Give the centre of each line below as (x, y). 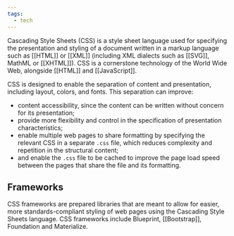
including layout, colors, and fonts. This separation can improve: (100, 92)
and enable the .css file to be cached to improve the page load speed (119, 157)
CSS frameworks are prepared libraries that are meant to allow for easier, (113, 204)
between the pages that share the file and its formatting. (99, 165)
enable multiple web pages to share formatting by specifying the (111, 135)
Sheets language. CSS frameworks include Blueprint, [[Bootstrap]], (105, 219)
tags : (15, 14)
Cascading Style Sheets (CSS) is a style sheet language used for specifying (117, 40)
